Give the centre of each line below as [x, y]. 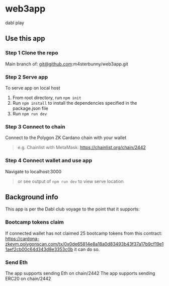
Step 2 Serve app [27, 77]
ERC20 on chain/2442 [28, 278]
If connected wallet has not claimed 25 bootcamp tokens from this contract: [84, 233]
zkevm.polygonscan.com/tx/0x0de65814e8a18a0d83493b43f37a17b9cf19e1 [84, 244]
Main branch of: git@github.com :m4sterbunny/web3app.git [67, 64]
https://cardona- [22, 238]
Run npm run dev [30, 113]
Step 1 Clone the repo [32, 53]
